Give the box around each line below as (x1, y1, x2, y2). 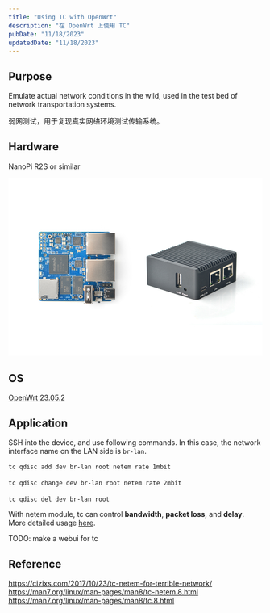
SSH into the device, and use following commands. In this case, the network (8, 438, 261, 447)
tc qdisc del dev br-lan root (8, 495, 110, 504)
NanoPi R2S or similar (8, 162, 81, 171)
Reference (8, 557, 62, 571)
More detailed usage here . (8, 518, 96, 528)
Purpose (8, 69, 52, 83)
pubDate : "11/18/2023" (8, 30, 85, 38)
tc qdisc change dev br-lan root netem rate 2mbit (8, 479, 182, 488)
